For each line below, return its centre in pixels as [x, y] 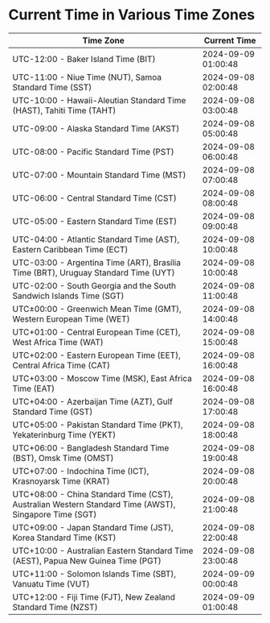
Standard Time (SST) [52, 87]
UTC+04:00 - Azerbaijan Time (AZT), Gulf [92, 401]
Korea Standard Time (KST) [64, 538]
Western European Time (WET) [71, 318]
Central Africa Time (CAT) [61, 365]
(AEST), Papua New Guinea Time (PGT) [87, 560]
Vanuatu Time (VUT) [51, 584]
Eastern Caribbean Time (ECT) [70, 249]
